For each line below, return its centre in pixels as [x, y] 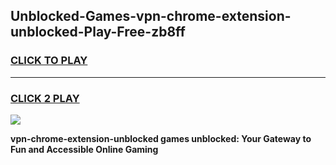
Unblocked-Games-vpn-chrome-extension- [151, 16]
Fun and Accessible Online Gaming [84, 149]
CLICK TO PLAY [49, 61]
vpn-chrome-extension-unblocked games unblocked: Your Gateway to [161, 138]
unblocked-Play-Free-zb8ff [98, 32]
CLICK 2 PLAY [45, 98]
